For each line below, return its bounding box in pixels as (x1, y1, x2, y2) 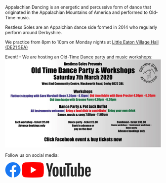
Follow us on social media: (5, 152, 59, 158)
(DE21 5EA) (5, 45, 28, 50)
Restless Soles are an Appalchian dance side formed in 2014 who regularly (5, 24, 158, 30)
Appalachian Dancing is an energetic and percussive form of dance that (5, 4, 152, 10)
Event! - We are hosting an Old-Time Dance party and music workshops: (5, 54, 153, 60)
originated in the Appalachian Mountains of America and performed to (5, 9, 148, 15)
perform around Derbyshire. (5, 30, 62, 35)
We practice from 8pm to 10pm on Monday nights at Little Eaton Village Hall (5, 39, 159, 45)
